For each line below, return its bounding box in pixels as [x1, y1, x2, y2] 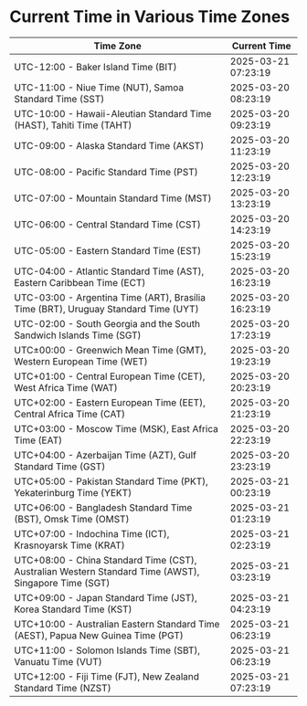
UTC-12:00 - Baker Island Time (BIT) [14, 60, 177, 73]
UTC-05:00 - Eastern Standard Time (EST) [14, 244, 202, 257]
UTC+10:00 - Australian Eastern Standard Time [14, 617, 220, 630]
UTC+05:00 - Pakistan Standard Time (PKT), [14, 475, 208, 488]
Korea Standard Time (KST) [14, 603, 132, 616]
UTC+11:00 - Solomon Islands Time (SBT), [14, 644, 201, 657]
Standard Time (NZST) [14, 681, 111, 694]
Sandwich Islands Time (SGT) [14, 329, 142, 342]
